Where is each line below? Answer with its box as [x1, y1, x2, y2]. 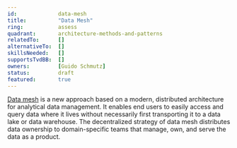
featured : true [7, 75, 71, 83]
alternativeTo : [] [7, 43, 65, 50]
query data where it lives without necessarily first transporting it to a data [7, 110, 221, 118]
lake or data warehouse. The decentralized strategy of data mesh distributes [7, 118, 231, 126]
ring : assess [7, 23, 78, 30]
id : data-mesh [7, 10, 87, 18]
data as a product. [7, 132, 61, 141]
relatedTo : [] [7, 37, 65, 44]
